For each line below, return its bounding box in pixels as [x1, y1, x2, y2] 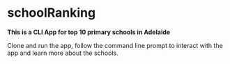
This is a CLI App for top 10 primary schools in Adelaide [7, 28, 171, 36]
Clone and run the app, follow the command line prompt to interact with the [7, 41, 223, 49]
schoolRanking [7, 5, 96, 21]
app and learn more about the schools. [7, 49, 118, 57]
